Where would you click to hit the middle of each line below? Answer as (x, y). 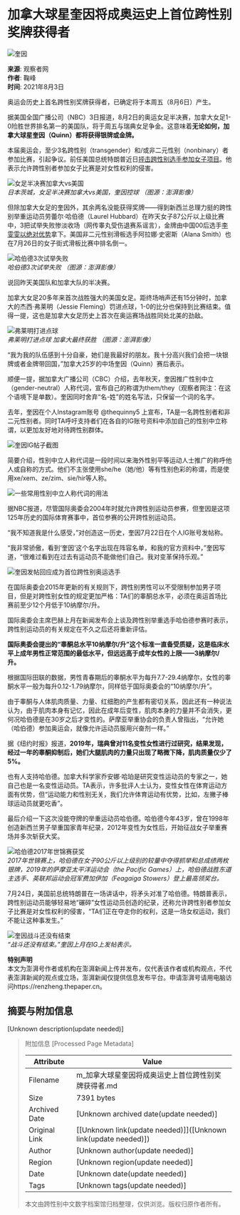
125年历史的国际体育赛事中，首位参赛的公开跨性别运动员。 (94, 517)
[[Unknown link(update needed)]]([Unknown (151, 1130)
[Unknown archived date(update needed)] (147, 1114)
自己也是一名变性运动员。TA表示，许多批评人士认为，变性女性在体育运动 (114, 785)
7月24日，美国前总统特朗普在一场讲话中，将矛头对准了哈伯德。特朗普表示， (119, 893)
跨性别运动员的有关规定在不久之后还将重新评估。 (79, 629)
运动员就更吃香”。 (40, 803)
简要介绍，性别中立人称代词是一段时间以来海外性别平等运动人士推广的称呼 (116, 460)
